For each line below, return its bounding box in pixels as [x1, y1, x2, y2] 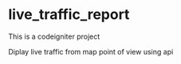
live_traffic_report [8, 6, 130, 24]
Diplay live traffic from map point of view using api [8, 47, 174, 56]
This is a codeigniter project [8, 32, 100, 41]
